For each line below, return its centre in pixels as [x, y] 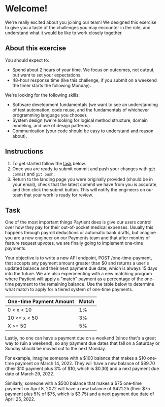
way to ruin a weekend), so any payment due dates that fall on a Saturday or [82, 343]
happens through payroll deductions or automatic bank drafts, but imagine [81, 233]
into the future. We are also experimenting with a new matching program [79, 274]
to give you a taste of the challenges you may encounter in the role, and [78, 27]
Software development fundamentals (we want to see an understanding [85, 105]
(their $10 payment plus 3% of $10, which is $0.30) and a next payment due [82, 369]
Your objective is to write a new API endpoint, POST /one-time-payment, [79, 258]
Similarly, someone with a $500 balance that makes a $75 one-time [73, 383]
